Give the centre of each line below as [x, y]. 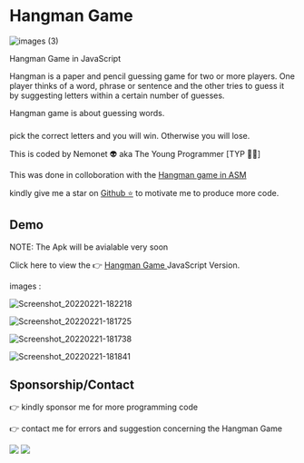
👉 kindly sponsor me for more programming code [103, 407]
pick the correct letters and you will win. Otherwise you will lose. [130, 135]
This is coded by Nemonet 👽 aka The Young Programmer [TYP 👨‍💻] [135, 153]
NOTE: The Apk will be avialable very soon [89, 247]
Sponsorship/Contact [72, 385]
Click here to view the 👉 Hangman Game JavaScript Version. [125, 265]
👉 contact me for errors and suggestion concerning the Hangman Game [146, 429]
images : [25, 286]
